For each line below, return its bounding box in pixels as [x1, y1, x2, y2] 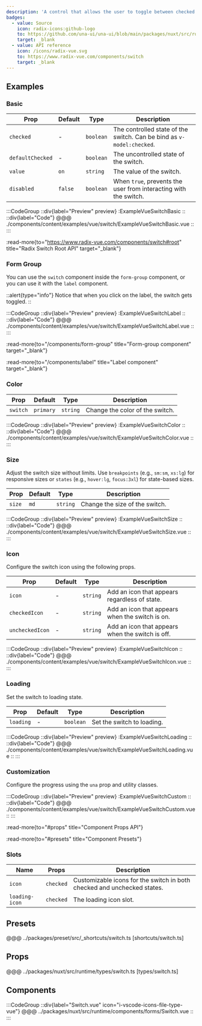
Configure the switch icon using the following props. [6, 564, 136, 571]
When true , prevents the [113, 177, 183, 185]
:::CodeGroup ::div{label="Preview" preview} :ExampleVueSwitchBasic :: [6, 208, 186, 215]
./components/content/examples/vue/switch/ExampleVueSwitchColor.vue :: [6, 434, 194, 441]
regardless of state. [107, 595, 162, 604]
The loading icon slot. [73, 895, 134, 904]
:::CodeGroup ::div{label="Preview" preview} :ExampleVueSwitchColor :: [6, 421, 186, 428]
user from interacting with [113, 185, 186, 193]
